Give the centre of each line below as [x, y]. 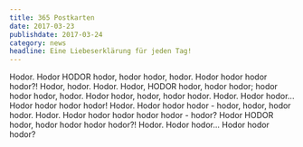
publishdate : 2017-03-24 [56, 34]
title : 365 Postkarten [52, 18]
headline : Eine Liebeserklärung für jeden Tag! [101, 51]
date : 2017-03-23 [42, 26]
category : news [38, 43]
